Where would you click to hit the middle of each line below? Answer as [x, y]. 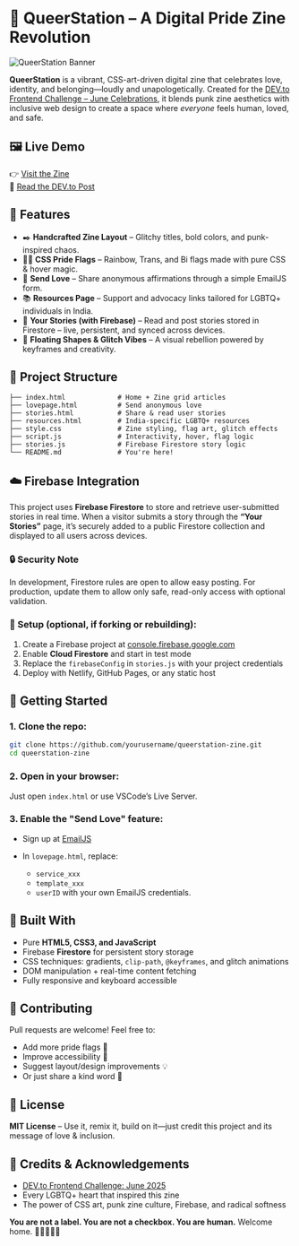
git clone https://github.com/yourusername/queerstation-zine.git [136, 745]
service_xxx [58, 874]
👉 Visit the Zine [39, 173]
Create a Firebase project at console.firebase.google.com [128, 644]
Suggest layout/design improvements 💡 [95, 1067]
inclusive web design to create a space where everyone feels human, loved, [149, 108]
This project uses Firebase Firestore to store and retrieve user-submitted [144, 507]
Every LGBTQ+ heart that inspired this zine [101, 1195]
